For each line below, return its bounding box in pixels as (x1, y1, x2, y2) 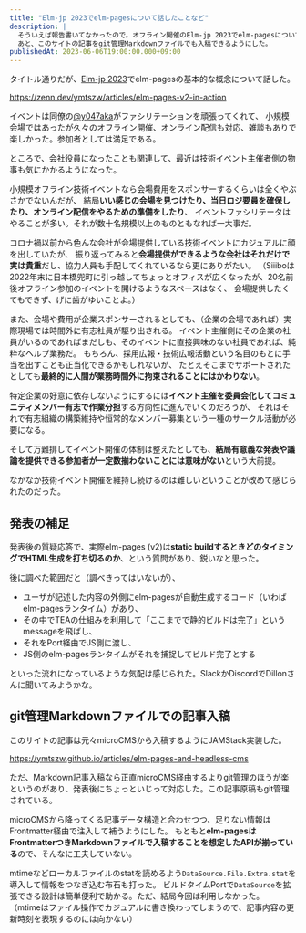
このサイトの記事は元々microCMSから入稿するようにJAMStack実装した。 (9, 734, 287, 745)
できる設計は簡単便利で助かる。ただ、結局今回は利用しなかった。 (16, 890, 265, 901)
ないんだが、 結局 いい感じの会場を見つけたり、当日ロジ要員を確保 (33, 195, 283, 206)
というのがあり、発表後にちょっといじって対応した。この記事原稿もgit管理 (9, 782, 290, 794)
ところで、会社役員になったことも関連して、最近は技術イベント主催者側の (9, 152, 289, 164)
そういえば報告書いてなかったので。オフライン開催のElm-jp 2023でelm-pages (17, 30, 275, 39)
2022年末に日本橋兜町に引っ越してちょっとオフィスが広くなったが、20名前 (9, 271, 294, 283)
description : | (9, 22, 67, 31)
